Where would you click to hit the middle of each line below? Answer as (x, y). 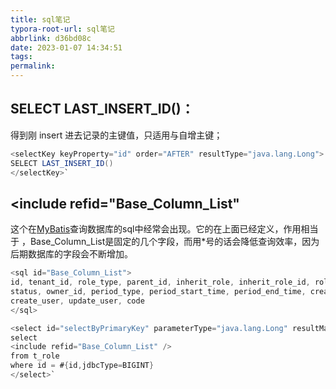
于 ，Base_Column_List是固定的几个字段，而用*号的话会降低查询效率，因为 (165, 242)
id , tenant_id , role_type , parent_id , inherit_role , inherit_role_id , (160, 282)
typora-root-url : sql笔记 (62, 29)
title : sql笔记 (40, 19)
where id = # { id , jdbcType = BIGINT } (82, 366)
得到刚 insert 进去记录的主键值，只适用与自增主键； (116, 135)
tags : (21, 57)
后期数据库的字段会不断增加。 (71, 254)
